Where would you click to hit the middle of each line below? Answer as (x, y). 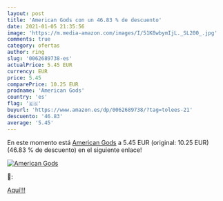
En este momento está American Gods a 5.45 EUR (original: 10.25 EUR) (108, 142)
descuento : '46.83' (35, 116)
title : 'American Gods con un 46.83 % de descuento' (85, 20)
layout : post (26, 13)
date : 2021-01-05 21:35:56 (46, 26)
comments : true (29, 39)
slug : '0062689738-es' (40, 59)
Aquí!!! (16, 190)
